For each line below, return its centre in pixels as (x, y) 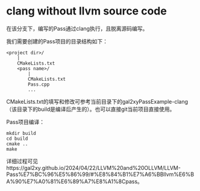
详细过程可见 (22, 161)
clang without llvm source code (86, 11)
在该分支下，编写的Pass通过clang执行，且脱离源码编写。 (77, 28)
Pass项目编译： (26, 122)
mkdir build (21, 133)
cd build (17, 139)
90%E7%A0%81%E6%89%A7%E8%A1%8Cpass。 (79, 181)
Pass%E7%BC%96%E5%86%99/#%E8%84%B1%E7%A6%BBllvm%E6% (98, 174)
